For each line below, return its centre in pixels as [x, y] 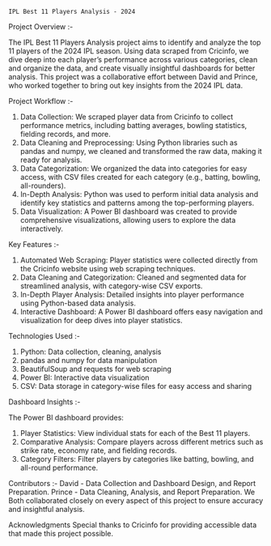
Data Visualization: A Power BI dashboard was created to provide [128, 211]
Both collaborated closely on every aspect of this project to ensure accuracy [136, 501]
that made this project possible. [61, 533]
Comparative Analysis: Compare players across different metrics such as [142, 442]
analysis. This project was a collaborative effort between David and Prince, [133, 77]
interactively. [41, 228]
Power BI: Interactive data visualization [85, 378]
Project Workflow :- [41, 101]
